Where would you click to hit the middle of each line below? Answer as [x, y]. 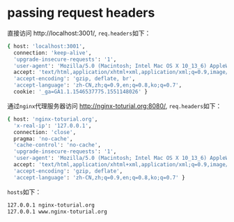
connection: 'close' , [45, 132]
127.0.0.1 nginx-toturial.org [51, 205]
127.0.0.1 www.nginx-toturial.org [57, 212]
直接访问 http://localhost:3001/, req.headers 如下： [79, 33]
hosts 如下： [24, 192]
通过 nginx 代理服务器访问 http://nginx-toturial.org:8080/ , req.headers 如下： [115, 105]
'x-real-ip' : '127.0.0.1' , [53, 126]
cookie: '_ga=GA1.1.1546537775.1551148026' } [81, 92]
